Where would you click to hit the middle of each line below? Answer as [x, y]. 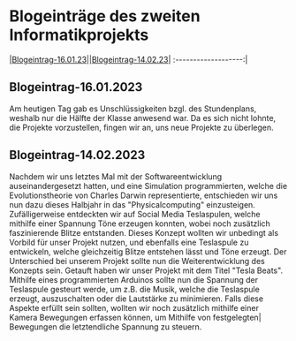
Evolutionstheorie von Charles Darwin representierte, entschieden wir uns [144, 195]
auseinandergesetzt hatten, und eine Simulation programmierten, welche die [148, 186]
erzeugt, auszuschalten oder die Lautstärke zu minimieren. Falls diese [136, 299]
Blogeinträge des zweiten [105, 16]
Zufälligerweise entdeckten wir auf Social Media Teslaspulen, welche [135, 214]
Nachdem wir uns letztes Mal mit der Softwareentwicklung [116, 176]
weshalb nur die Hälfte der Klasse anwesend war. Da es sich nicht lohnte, [143, 117]
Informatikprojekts [79, 35]
